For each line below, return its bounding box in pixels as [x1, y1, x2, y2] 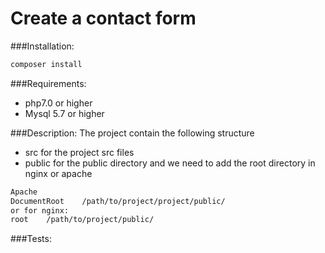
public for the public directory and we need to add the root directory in [24, 157, 316, 169]
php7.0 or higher [24, 97, 93, 109]
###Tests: [10, 233, 52, 245]
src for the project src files [24, 146, 135, 158]
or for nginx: [10, 205, 70, 216]
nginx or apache [24, 167, 93, 179]
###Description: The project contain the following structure [10, 127, 255, 139]
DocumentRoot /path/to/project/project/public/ [10, 196, 226, 206]
